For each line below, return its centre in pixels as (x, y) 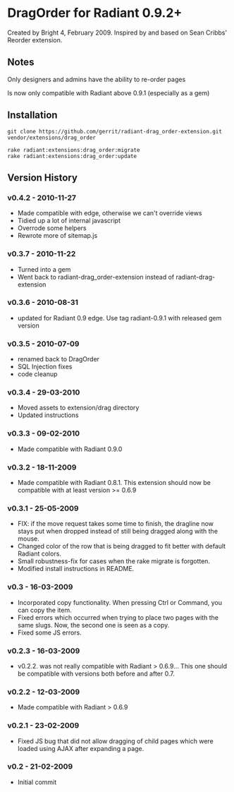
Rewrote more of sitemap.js (57, 236)
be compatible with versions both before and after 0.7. (96, 673)
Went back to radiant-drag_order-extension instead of (96, 277)
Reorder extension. (35, 40)
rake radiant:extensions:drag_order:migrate (74, 150)
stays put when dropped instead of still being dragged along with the (118, 532)
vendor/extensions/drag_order (52, 138)
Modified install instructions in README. (76, 569)
